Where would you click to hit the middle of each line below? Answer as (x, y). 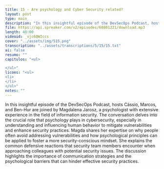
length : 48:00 (20, 32)
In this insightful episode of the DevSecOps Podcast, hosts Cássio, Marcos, (81, 104)
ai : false (15, 50)
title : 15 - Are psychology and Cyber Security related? (64, 9)
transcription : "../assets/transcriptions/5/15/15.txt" (63, 46)
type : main (16, 18)
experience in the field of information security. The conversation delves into (81, 115)
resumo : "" (16, 55)
